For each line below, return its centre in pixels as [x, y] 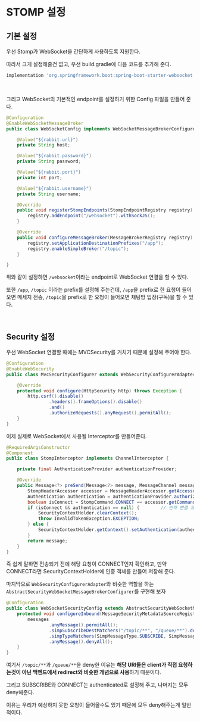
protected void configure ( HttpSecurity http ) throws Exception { [100, 391]
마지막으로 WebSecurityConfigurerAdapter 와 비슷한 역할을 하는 [80, 584]
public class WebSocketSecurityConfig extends [65, 608]
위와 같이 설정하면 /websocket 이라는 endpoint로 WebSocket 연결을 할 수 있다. [97, 277]
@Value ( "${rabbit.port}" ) [49, 172]
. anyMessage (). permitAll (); [83, 625]
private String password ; [49, 161]
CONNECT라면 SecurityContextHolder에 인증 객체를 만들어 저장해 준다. [91, 572]
